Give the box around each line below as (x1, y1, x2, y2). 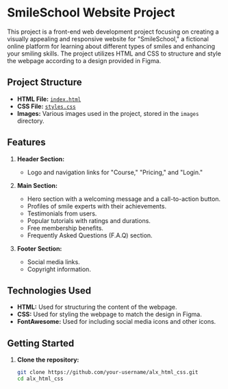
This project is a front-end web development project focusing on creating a (7, 27, 219, 36)
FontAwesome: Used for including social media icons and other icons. (16, 318, 216, 326)
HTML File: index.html (16, 95, 81, 103)
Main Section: (16, 181, 58, 189)
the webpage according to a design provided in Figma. (7, 56, 162, 64)
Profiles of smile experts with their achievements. (27, 202, 166, 210)
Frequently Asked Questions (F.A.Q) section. (27, 231, 153, 239)
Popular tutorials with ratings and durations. (27, 216, 151, 224)
